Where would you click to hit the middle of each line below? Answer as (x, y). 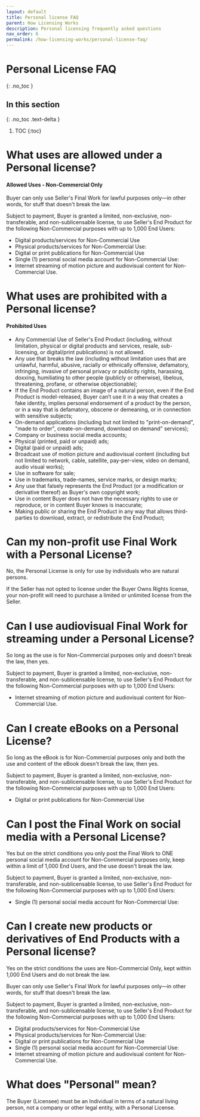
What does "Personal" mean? (81, 1085)
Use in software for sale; (45, 473)
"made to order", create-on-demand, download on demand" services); (102, 428)
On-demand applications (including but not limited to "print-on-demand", (104, 422)
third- (181, 511)
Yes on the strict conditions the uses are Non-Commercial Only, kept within (99, 968)
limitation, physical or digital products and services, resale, (87, 346)
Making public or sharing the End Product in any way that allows (94, 511)
